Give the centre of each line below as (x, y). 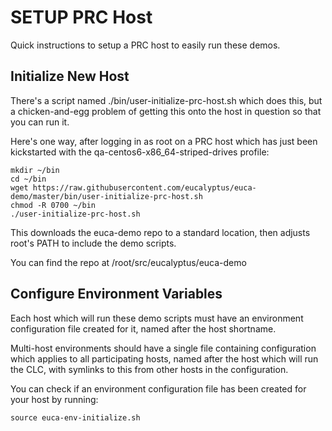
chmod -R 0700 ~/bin (53, 205)
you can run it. (40, 122)
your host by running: (54, 399)
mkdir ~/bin (35, 170)
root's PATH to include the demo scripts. (93, 243)
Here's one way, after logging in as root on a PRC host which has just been (164, 141)
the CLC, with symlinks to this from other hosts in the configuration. (149, 369)
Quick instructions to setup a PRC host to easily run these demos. (145, 45)
